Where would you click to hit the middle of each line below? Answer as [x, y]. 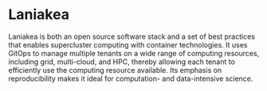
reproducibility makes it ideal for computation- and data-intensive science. [131, 78]
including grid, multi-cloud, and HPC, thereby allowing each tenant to [122, 62]
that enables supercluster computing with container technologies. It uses [128, 44]
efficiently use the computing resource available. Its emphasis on [115, 70]
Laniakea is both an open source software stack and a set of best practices [132, 36]
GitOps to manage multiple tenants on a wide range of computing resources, [134, 53]
